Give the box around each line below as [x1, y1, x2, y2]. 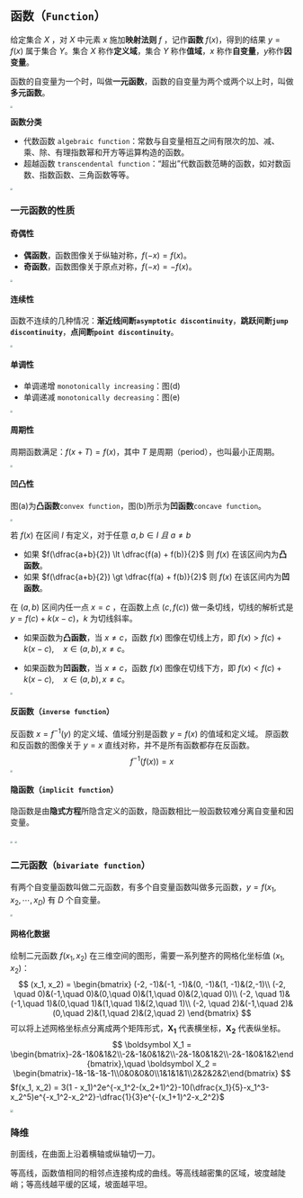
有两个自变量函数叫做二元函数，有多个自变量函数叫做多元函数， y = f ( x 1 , [10, 881, 277, 894]
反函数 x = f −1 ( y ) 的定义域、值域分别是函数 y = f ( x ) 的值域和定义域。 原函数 [10, 726, 290, 739]
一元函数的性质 [10, 204, 76, 216]
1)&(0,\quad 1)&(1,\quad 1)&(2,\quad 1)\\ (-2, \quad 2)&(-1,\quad [46, 998, 279, 1009]
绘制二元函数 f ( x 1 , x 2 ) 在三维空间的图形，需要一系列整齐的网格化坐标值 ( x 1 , [10, 949, 286, 963]
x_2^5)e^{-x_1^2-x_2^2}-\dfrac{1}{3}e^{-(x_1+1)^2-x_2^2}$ [10, 1091, 225, 1102]
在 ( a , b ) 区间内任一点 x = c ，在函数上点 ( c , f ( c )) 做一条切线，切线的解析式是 [10, 602, 294, 613]
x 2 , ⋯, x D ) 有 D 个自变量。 [10, 894, 106, 907]
